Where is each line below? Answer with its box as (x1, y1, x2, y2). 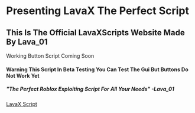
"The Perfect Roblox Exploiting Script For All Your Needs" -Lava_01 (6, 85, 174, 92)
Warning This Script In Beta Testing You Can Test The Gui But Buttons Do (6, 66, 188, 73)
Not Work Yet (6, 72, 40, 79)
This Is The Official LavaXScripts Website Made (6, 28, 185, 38)
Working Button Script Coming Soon (6, 52, 95, 59)
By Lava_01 (6, 36, 48, 46)
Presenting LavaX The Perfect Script (6, 4, 189, 18)
